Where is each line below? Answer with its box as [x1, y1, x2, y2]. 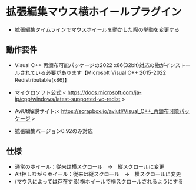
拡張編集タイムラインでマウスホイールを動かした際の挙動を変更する [14, 26, 180, 33]
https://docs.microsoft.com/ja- [67, 89, 142, 96]
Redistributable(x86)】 [14, 76, 70, 83]
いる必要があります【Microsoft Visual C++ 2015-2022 [35, 69, 167, 76]
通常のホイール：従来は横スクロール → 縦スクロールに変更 [14, 163, 165, 170]
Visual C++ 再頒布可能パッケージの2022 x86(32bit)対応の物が [14, 61, 165, 68]
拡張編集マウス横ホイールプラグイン [6, 5, 182, 19]
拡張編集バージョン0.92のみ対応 [14, 127, 93, 134]
